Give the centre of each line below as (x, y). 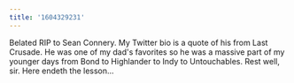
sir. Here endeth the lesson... (62, 71)
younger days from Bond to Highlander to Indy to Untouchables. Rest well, (145, 61)
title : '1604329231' (47, 17)
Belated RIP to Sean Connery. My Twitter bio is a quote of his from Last (139, 42)
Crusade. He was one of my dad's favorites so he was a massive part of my (147, 52)
